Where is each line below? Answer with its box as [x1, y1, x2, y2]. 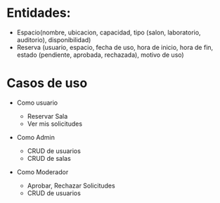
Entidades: [6, 5, 71, 21]
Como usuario [16, 98, 58, 107]
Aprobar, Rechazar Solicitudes [27, 181, 115, 190]
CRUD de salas [27, 154, 71, 162]
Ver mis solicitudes [27, 119, 82, 128]
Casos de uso [6, 75, 88, 91]
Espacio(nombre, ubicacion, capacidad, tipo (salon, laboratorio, [16, 28, 201, 37]
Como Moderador [16, 167, 69, 176]
